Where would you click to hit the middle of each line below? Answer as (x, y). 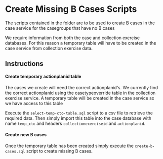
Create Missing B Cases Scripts (71, 9)
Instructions (24, 64)
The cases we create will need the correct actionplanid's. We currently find (81, 87)
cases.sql (15, 151)
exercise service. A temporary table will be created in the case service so (80, 98)
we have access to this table (34, 103)
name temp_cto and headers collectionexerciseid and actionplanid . (75, 123)
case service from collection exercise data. (49, 48)
